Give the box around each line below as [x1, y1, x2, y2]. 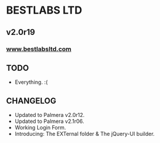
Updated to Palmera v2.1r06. [14, 118, 85, 125]
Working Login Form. [14, 124, 66, 131]
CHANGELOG [6, 96, 56, 106]
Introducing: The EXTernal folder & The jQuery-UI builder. [14, 131, 155, 138]
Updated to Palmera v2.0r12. [14, 112, 85, 119]
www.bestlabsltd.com [6, 45, 72, 53]
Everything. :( [14, 79, 48, 86]
